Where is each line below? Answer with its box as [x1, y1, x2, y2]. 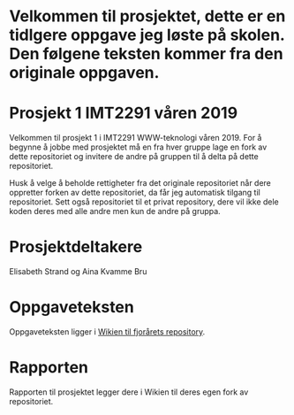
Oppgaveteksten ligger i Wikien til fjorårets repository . [9, 327, 206, 337]
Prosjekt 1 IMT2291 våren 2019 [9, 104, 238, 123]
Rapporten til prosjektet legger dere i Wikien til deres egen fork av [9, 387, 249, 397]
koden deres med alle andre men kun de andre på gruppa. [9, 206, 221, 217]
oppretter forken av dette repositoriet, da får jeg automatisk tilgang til [9, 188, 260, 198]
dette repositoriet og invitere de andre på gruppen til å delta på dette [9, 151, 259, 162]
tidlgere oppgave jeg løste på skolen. [9, 25, 285, 45]
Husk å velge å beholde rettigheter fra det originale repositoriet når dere [9, 178, 272, 188]
